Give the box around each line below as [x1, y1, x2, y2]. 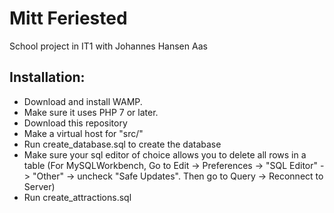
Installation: [9, 69, 86, 86]
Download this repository [23, 117, 128, 129]
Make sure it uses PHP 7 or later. [23, 106, 159, 118]
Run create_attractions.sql [23, 191, 132, 203]
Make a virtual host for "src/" [23, 127, 144, 139]
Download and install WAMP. [23, 95, 143, 107]
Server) [23, 180, 56, 192]
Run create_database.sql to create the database [23, 138, 222, 150]
